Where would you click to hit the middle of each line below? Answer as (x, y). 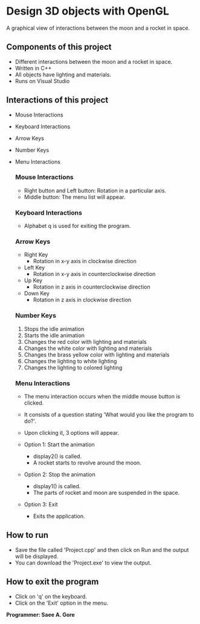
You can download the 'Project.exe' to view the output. (83, 563)
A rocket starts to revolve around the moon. (87, 463)
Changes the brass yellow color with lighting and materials (97, 354)
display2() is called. (57, 457)
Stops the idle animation (54, 329)
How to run (27, 535)
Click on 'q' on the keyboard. (51, 596)
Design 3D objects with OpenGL (88, 11)
